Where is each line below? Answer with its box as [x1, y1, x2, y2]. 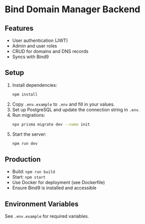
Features [5, 24, 34, 33]
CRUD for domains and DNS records [12, 48, 89, 54]
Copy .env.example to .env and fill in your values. [12, 101, 115, 107]
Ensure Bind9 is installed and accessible [12, 185, 97, 191]
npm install [12, 92, 38, 97]
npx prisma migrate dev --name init [12, 121, 90, 127]
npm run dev [12, 141, 38, 146]
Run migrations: [12, 112, 45, 118]
